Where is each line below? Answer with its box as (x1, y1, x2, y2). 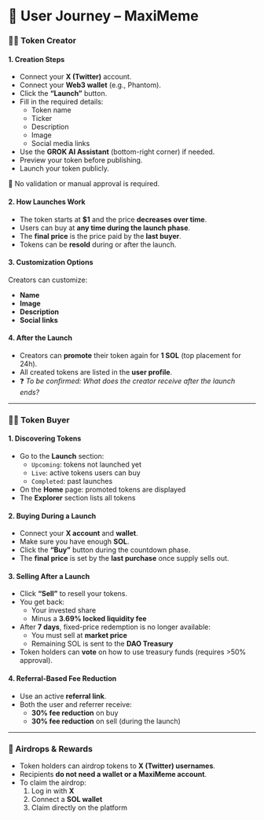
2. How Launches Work (8, 196, 86, 207)
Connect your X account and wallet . (19, 529, 139, 538)
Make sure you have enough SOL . (19, 537, 130, 547)
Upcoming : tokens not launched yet (31, 459, 142, 470)
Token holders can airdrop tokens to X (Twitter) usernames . (19, 761, 216, 771)
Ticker (31, 114, 53, 123)
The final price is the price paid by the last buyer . (19, 231, 182, 240)
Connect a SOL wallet (31, 794, 103, 804)
